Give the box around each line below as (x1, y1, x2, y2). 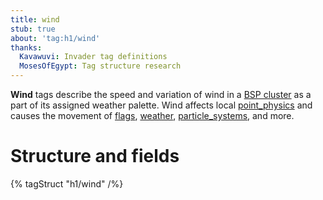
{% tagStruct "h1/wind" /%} (10, 177, 124, 190)
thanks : (10, 42, 43, 53)
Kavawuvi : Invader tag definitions (19, 52, 168, 62)
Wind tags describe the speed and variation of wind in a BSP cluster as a (10, 89, 312, 100)
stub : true (10, 24, 56, 34)
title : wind (10, 14, 60, 25)
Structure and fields (10, 145, 180, 168)
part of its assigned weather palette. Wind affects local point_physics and (10, 99, 313, 111)
